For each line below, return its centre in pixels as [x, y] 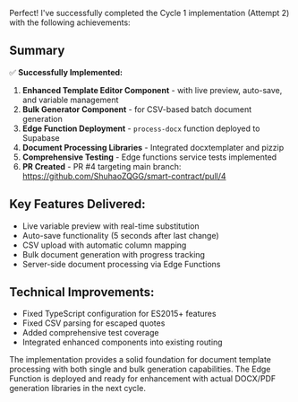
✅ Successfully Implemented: [66, 72]
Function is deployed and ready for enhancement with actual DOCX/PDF [143, 379]
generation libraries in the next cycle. [77, 389]
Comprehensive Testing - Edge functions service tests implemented [149, 157]
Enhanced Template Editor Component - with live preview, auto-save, [152, 90]
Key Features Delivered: [77, 204]
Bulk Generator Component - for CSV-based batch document [137, 109]
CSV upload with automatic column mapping [104, 245]
